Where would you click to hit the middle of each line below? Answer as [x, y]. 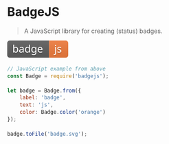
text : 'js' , [36, 105]
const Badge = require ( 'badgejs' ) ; [58, 76]
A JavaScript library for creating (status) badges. [93, 31]
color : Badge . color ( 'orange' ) [63, 112]
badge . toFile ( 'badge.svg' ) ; [47, 134]
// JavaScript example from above [57, 69]
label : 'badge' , [43, 98]
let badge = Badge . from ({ [44, 91]
